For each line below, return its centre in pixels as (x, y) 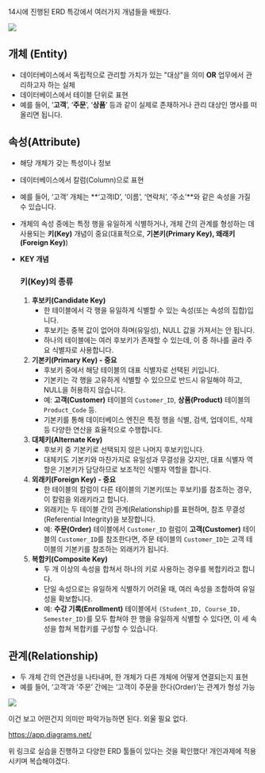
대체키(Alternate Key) (67, 439)
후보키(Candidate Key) (69, 300)
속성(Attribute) (44, 142)
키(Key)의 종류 (46, 281)
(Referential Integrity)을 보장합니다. (100, 519)
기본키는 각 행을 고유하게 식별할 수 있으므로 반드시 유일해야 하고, (143, 380)
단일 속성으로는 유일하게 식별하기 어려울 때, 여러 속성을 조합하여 (142, 588)
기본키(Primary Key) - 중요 (74, 360)
